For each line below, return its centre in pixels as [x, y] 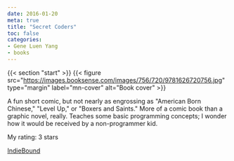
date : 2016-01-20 [33, 14]
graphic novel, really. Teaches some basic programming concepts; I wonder [117, 115]
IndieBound [24, 150]
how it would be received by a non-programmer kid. [83, 123]
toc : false [23, 33]
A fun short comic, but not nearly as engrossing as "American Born [104, 101]
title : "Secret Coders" [42, 27]
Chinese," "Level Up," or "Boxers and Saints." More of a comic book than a [115, 108]
